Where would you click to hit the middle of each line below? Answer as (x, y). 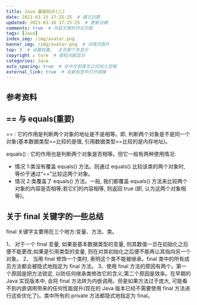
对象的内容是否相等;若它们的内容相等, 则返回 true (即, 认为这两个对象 (98, 188)
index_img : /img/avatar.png (41, 39)
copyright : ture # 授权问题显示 (46, 55)
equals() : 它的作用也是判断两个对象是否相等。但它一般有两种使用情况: (91, 154)
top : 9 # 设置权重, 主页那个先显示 (47, 50)
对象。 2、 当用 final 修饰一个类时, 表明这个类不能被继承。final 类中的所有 (95, 259)
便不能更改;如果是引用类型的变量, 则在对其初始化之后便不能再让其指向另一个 (98, 251)
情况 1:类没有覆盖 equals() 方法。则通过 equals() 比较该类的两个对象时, (100, 167)
